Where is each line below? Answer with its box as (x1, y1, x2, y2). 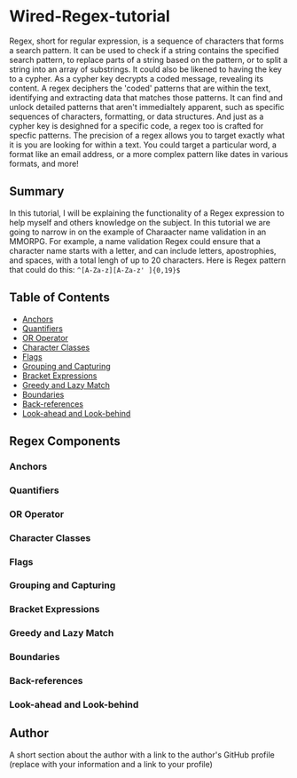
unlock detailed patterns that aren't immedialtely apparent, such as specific (9, 101, 285, 112)
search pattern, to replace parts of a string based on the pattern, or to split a (9, 54, 288, 65)
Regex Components (9, 433, 121, 449)
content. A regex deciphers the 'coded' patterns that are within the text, (9, 83, 271, 93)
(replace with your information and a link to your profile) (9, 758, 213, 769)
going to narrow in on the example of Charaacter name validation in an (9, 226, 267, 237)
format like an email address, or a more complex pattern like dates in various (9, 148, 289, 159)
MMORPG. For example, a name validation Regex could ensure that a (9, 235, 262, 246)
